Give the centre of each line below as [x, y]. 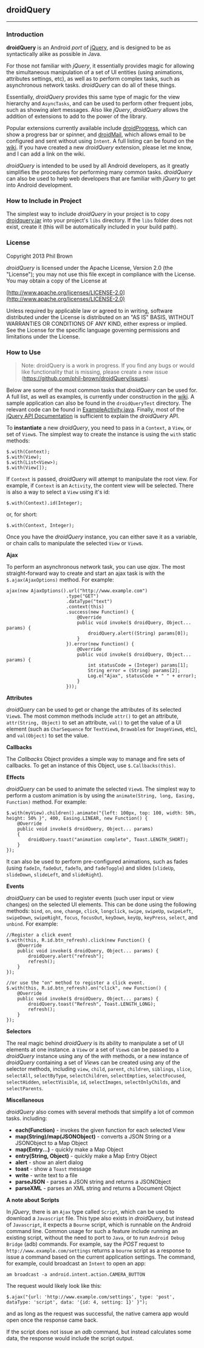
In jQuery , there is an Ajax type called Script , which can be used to [90, 1212]
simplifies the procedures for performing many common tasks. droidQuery [99, 172]
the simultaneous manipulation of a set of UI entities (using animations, [95, 72]
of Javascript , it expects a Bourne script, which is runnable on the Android [99, 1225]
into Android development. [39, 185]
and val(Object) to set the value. [48, 735]
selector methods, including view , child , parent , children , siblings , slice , [99, 1069]
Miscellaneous [25, 1100]
